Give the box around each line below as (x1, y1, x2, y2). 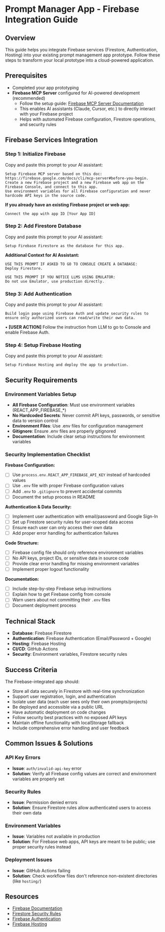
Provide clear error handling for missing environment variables (12, 561, 139, 566)
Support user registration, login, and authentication (12, 693, 116, 699)
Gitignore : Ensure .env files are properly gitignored (12, 428, 116, 434)
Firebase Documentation (12, 905, 63, 911)
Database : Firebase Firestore (12, 630, 72, 636)
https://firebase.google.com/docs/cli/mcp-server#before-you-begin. (5, 175, 149, 181)
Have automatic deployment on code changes (12, 709, 106, 715)
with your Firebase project (19, 111, 73, 117)
